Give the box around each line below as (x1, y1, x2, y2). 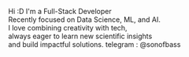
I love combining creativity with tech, (8, 23, 128, 32)
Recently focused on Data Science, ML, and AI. (8, 15, 161, 24)
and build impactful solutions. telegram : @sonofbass (8, 40, 181, 49)
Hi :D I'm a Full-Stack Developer (8, 7, 112, 16)
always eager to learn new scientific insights (8, 31, 153, 41)
